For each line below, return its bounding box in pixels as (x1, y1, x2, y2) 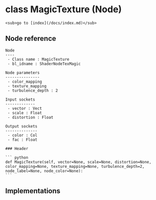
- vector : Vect (7, 106, 42, 111)
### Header (5, 146, 29, 151)
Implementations (5, 187, 61, 195)
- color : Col (7, 133, 38, 138)
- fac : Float (7, 137, 38, 142)
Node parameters (5, 70, 40, 75)
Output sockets (5, 123, 38, 129)
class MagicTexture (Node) (5, 4, 122, 15)
